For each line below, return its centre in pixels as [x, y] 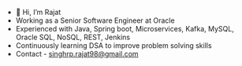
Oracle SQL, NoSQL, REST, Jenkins [73, 37]
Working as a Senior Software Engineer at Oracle [95, 20]
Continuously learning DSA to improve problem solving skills [114, 46]
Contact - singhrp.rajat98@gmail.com [77, 54]
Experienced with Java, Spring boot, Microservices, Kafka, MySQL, [125, 29]
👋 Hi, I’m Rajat [38, 12]
